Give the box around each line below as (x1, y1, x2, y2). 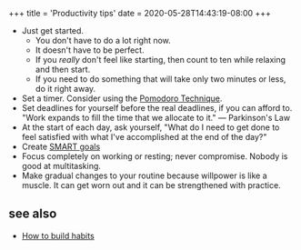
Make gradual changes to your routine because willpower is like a (21, 170, 267, 181)
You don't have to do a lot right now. (35, 35, 172, 45)
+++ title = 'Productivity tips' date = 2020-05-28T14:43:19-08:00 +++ (8, 8, 272, 18)
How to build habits (21, 230, 95, 241)
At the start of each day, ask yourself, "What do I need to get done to (21, 122, 280, 133)
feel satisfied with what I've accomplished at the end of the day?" (21, 132, 267, 142)
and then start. (35, 64, 91, 75)
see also (8, 206, 57, 222)
